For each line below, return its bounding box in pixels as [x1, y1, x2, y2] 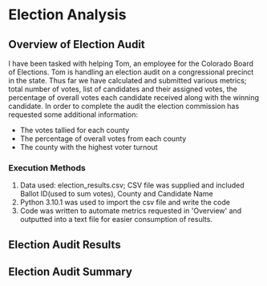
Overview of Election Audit [8, 38, 146, 51]
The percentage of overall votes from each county [19, 134, 187, 143]
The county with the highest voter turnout [19, 143, 158, 151]
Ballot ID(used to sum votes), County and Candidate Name [19, 189, 214, 199]
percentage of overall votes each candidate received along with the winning [8, 93, 259, 102]
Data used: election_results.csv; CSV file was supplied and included [19, 180, 245, 190]
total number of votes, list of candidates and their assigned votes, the [8, 84, 238, 94]
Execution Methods [8, 162, 86, 173]
